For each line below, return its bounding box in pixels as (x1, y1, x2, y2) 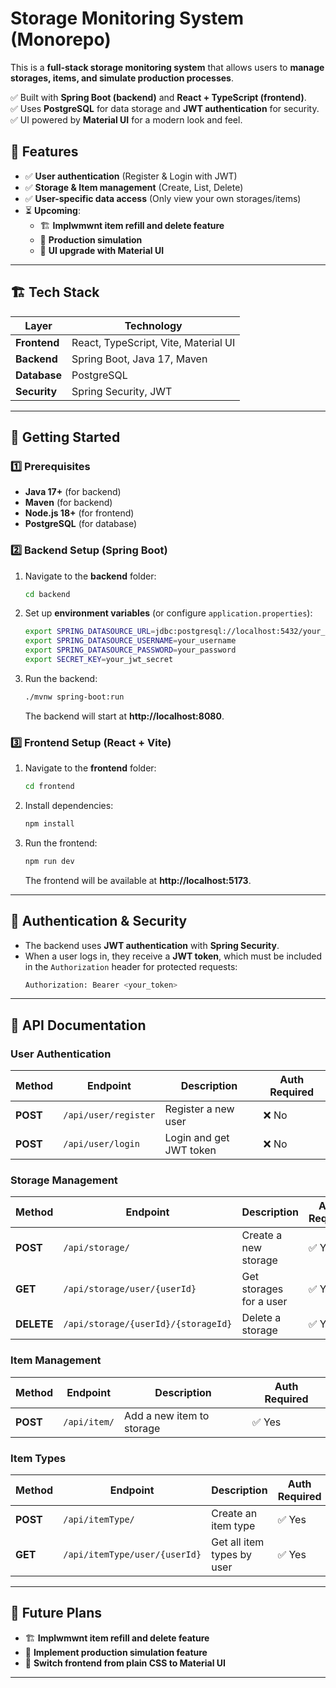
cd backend (24, 589, 71, 599)
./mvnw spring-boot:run (24, 692, 125, 702)
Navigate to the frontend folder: (24, 762, 157, 774)
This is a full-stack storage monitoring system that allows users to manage (10, 61, 325, 73)
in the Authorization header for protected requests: (24, 960, 238, 972)
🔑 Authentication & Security (10, 913, 188, 930)
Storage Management (10, 1173, 118, 1187)
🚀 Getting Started (10, 428, 121, 446)
